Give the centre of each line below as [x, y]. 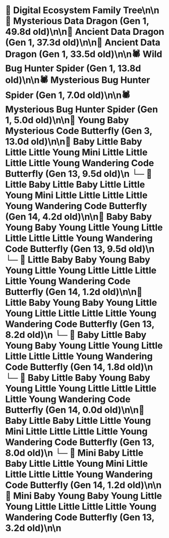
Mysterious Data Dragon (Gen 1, [81, 21]
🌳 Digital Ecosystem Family [63, 10]
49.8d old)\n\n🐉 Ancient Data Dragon [85, 32]
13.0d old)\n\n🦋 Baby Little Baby [74, 142]
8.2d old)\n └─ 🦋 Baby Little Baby [76, 335]
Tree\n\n [141, 10]
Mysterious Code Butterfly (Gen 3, [79, 131]
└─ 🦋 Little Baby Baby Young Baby [78, 260]
